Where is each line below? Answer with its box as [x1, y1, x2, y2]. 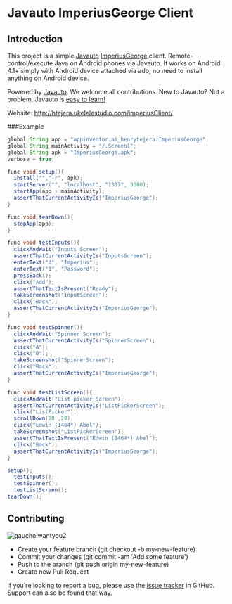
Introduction [7, 33, 63, 45]
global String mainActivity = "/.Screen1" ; [7, 142, 137, 149]
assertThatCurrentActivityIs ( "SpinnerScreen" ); [13, 337, 156, 344]
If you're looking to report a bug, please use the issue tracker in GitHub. [7, 581, 215, 589]
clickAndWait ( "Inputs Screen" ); [13, 246, 109, 253]
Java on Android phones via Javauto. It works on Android [54, 59, 221, 68]
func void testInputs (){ [7, 239, 80, 247]
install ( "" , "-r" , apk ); [13, 174, 83, 182]
